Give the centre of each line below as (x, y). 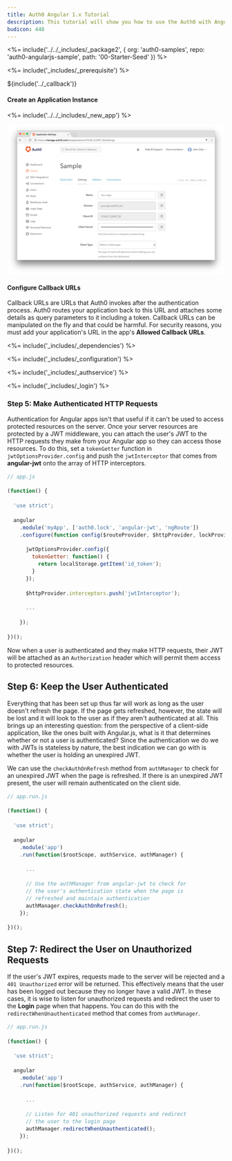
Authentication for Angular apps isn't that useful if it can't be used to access (116, 419)
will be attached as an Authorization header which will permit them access (114, 658)
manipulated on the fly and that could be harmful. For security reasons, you (115, 325)
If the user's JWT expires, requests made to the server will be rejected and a (116, 976)
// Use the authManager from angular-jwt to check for (106, 884)
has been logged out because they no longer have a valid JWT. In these (109, 991)
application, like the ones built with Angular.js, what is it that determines (109, 732)
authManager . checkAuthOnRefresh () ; (77, 906)
